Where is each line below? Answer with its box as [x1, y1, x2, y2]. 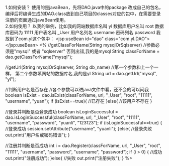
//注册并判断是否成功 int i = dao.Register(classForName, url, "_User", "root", [5, 142, 161, 148]
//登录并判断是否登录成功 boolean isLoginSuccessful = [5, 109, 118, 114]
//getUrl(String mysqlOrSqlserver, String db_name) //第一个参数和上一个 [5, 64, 154, 70]
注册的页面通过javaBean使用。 [5, 17, 69, 23]
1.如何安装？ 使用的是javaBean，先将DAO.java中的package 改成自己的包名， [5, 5, 163, 10]
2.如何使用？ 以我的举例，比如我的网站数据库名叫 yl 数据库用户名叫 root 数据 [5, 23, 164, 29]
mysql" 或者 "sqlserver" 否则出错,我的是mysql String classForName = [16, 48, 160, 54]
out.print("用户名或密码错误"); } [5, 132, 70, 138]
